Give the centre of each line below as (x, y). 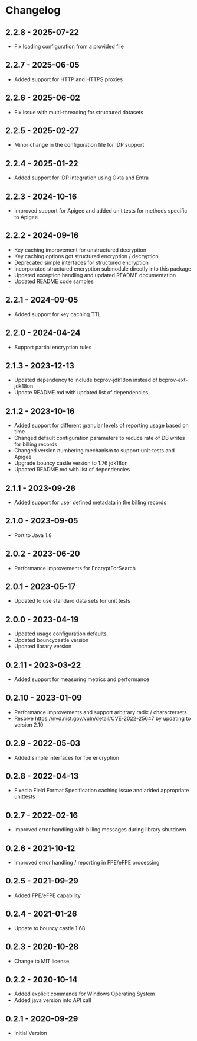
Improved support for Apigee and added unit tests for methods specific (101, 211)
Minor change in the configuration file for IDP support (79, 145)
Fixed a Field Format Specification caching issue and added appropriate (101, 791)
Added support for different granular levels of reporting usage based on (101, 425)
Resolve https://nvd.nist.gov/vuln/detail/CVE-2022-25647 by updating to (102, 718)
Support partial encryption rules (53, 347)
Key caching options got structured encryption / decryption (86, 256)
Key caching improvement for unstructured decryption (80, 250)
